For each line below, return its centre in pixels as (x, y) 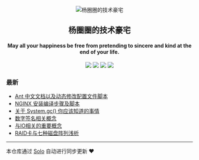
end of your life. (99, 52)
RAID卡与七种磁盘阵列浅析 (47, 133)
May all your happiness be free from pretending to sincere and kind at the (99, 45)
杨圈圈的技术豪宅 (99, 30)
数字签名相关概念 (36, 118)
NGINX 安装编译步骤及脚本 (47, 103)
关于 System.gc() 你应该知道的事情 (57, 111)
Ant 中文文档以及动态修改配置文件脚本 (61, 96)
